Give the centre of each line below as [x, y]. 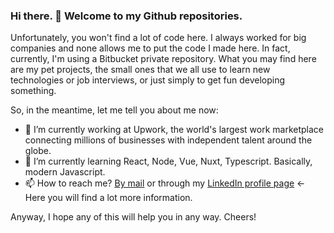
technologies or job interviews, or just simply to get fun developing [148, 80]
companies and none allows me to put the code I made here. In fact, [150, 48]
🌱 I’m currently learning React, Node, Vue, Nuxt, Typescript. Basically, [168, 161]
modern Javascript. [65, 172]
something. [33, 91]
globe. [38, 151]
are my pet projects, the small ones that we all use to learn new [140, 70]
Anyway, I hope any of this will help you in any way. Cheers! [133, 217]
